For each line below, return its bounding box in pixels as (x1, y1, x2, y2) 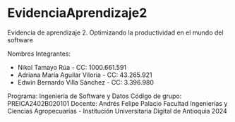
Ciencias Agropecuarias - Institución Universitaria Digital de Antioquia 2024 (7, 106, 227, 115)
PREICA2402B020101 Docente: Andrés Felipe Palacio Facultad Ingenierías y (7, 99, 228, 107)
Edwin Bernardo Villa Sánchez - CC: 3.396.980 (17, 78, 154, 86)
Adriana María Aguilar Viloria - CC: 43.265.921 (17, 71, 152, 79)
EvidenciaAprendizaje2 (7, 5, 147, 21)
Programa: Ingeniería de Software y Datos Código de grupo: (7, 92, 182, 100)
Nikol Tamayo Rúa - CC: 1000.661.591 (17, 63, 127, 71)
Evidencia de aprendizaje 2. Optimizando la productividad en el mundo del (7, 28, 224, 37)
